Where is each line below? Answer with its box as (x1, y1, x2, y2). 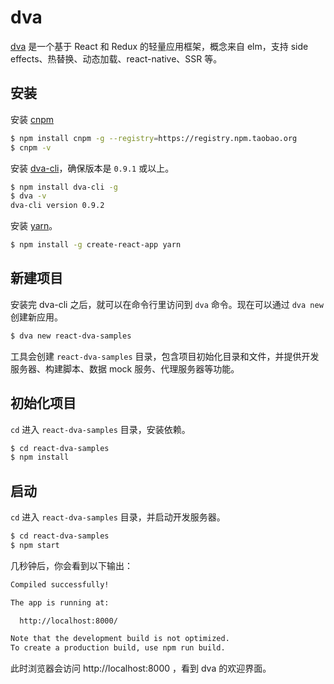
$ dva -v (10, 191, 47, 201)
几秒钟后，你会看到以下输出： (10, 559, 133, 571)
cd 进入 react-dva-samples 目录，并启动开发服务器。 (10, 511, 226, 523)
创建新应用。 (10, 311, 63, 323)
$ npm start (10, 540, 60, 550)
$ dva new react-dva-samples (10, 331, 132, 341)
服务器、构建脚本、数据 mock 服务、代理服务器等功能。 (10, 362, 240, 375)
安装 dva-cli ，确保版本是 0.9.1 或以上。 (10, 162, 175, 174)
